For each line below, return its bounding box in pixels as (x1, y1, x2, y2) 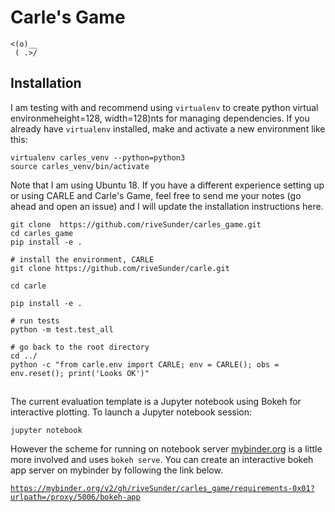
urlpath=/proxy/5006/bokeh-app (10, 492, 141, 503)
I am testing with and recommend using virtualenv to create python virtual (10, 101, 319, 113)
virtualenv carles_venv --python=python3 (10, 152, 186, 163)
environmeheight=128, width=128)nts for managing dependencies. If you (10, 112, 310, 124)
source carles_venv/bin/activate (10, 161, 150, 171)
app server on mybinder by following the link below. (10, 464, 223, 476)
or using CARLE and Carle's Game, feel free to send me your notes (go (10, 189, 302, 201)
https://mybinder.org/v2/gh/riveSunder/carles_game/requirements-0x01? (10, 484, 315, 494)
